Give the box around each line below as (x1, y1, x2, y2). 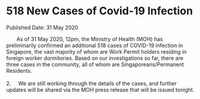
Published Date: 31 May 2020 (6, 24, 79, 31)
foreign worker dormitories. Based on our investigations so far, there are (6, 54, 184, 61)
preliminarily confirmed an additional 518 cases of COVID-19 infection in (6, 42, 183, 49)
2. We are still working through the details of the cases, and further (6, 79, 177, 87)
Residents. (6, 67, 32, 74)
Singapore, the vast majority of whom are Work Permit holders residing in (6, 48, 187, 55)
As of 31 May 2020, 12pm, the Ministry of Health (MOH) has (16, 35, 163, 42)
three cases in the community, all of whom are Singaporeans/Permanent (6, 61, 184, 68)
